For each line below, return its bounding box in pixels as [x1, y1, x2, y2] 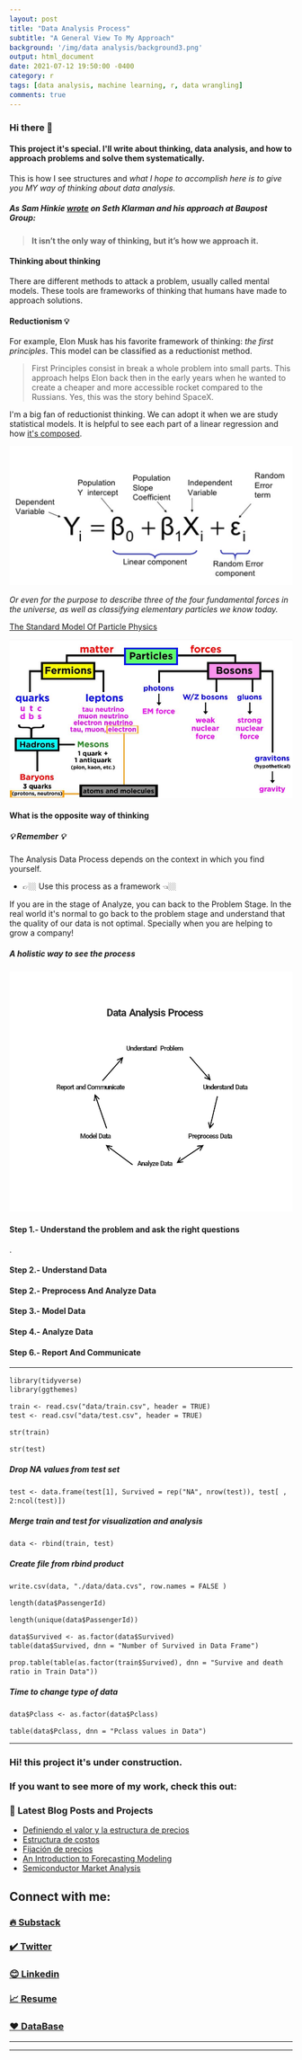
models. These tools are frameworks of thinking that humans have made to [9, 285, 288, 296]
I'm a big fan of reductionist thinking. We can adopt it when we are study [9, 409, 279, 420]
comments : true [9, 90, 67, 99]
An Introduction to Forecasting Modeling [22, 1853, 173, 1864]
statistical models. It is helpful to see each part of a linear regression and [9, 419, 279, 430]
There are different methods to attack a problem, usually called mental [9, 275, 270, 287]
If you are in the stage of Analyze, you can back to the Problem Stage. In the [9, 899, 292, 910]
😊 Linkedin [9, 1968, 60, 1981]
